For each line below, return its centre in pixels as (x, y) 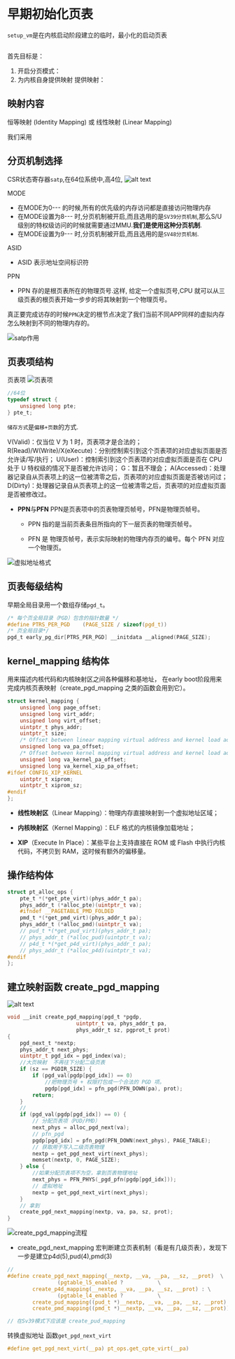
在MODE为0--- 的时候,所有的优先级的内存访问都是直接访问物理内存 (114, 208)
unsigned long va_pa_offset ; (62, 747)
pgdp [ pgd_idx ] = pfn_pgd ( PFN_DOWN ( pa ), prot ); (114, 1088)
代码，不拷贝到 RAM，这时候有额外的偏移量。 (84, 851)
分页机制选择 (35, 161)
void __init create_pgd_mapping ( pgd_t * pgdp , (74, 1017)
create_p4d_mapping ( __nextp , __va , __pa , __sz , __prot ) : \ (122, 1289)
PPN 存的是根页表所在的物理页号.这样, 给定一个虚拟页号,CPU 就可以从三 (121, 290)
